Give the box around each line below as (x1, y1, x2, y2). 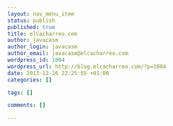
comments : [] (7, 102, 46, 109)
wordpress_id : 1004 (7, 57, 65, 64)
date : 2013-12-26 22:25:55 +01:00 (7, 69, 110, 76)
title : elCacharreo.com (7, 30, 78, 38)
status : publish (7, 17, 55, 24)
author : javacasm (7, 37, 59, 44)
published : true (7, 23, 55, 30)
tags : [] (7, 89, 33, 96)
